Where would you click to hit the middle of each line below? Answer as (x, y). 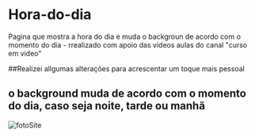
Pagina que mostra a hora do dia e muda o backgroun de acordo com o (125, 36)
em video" (25, 53)
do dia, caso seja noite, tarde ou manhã (107, 106)
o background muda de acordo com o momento (127, 94)
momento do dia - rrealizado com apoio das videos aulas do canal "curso (128, 44)
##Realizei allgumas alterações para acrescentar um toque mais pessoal (127, 68)
